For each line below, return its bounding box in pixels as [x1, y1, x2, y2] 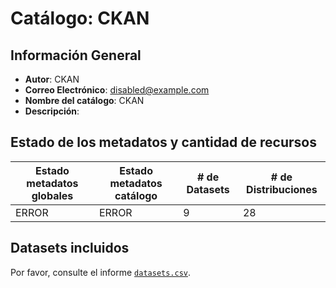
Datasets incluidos [10, 240, 130, 257]
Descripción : [24, 105, 80, 117]
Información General [10, 47, 142, 64]
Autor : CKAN [24, 73, 80, 85]
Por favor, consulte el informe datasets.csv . [10, 266, 192, 278]
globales [31, 188, 74, 202]
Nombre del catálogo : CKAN [24, 95, 145, 106]
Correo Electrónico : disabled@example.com [24, 84, 210, 96]
